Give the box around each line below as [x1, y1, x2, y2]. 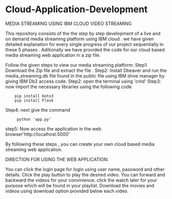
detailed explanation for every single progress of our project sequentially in [5, 41, 164, 47]
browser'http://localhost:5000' [5, 131, 70, 137]
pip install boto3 [14, 93, 54, 98]
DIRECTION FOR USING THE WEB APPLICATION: [5, 156, 109, 162]
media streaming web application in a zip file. [5, 52, 101, 58]
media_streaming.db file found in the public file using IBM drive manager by [5, 72, 165, 79]
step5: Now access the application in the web [5, 126, 101, 132]
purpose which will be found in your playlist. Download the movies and [5, 182, 155, 188]
